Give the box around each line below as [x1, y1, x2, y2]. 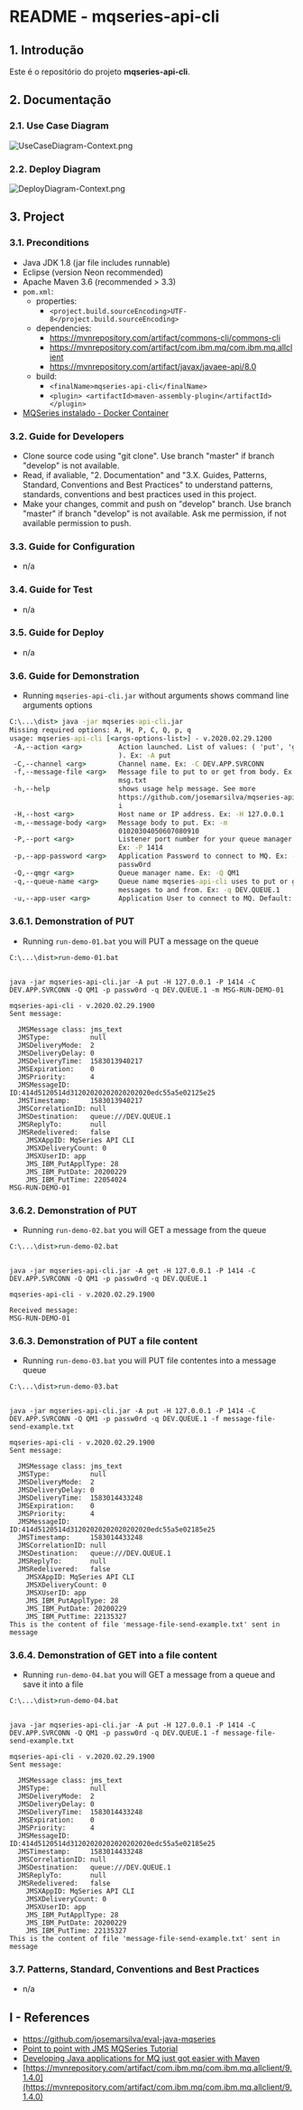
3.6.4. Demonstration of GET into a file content [9, 1648, 218, 1661]
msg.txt [118, 776, 147, 786]
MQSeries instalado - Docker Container [22, 407, 170, 418]
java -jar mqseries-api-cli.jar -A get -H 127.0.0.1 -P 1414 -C [9, 1266, 256, 1276]
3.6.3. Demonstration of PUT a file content [9, 1334, 198, 1347]
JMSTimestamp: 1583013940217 [17, 1096, 143, 1105]
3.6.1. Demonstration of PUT [9, 915, 135, 928]
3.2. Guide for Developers [9, 429, 124, 442]
